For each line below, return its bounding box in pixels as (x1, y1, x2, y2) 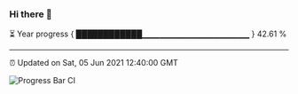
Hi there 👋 (9, 8, 53, 20)
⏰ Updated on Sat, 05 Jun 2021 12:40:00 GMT (9, 58, 179, 68)
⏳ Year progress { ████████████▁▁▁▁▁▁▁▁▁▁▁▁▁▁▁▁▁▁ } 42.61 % (9, 28, 287, 39)
